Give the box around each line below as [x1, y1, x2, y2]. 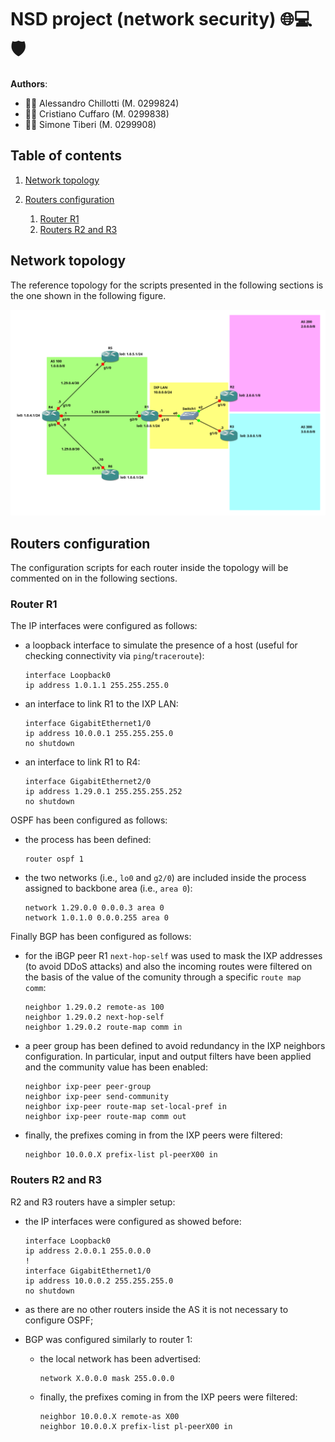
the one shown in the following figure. [10, 289, 167, 301]
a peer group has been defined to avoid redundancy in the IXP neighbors [24, 1040, 326, 1052]
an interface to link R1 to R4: [24, 756, 141, 768]
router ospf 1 [24, 854, 84, 865]
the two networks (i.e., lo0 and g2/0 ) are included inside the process [24, 872, 307, 884]
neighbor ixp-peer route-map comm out [24, 1112, 187, 1122]
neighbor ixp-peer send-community [24, 1092, 169, 1102]
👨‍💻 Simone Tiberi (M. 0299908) [24, 118, 157, 130]
